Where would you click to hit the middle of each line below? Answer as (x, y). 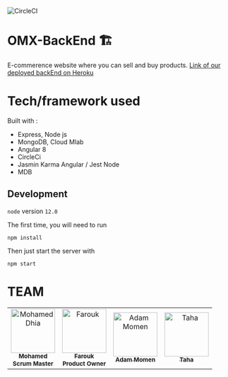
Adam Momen (136, 360)
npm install (25, 238)
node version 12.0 (32, 211)
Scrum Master (33, 363)
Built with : (23, 121)
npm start (22, 264)
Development (38, 194)
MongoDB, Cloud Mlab (50, 142)
